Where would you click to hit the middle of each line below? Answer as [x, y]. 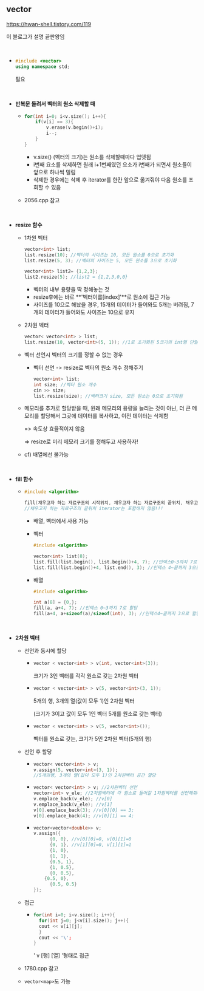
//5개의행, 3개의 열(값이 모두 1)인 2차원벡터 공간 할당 [94, 775]
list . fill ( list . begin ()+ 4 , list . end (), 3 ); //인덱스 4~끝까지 [110, 567]
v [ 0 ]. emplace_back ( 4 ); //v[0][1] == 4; [84, 816]
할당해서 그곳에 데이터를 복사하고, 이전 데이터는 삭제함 [104, 416]
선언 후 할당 [38, 751]
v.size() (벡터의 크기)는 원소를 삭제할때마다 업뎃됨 [92, 157]
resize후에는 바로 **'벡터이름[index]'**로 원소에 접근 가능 [102, 297]
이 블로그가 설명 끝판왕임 [36, 36]
